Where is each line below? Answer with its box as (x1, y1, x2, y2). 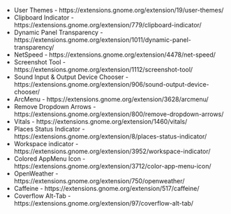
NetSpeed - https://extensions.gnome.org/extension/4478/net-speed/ (13, 50, 216, 59)
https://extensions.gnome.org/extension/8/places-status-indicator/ (13, 132, 207, 141)
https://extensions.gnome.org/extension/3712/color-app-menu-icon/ (13, 162, 211, 170)
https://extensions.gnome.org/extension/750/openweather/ (13, 177, 185, 185)
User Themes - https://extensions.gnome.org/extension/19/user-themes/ (13, 6, 224, 14)
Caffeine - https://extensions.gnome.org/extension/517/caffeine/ (13, 185, 200, 192)
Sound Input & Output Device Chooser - (13, 73, 129, 81)
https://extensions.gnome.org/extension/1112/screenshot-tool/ (13, 66, 193, 73)
